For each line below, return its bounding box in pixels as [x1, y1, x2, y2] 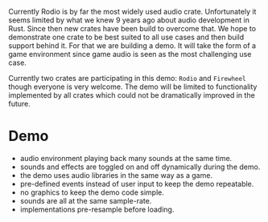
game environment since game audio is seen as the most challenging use [8, 50, 252, 59]
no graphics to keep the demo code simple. [19, 188, 165, 197]
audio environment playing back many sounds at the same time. [19, 153, 233, 163]
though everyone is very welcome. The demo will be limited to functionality [8, 82, 258, 91]
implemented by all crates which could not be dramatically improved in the [8, 91, 255, 99]
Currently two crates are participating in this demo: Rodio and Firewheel [8, 74, 246, 83]
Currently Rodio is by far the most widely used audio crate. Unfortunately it [8, 7, 257, 16]
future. [8, 99, 31, 108]
